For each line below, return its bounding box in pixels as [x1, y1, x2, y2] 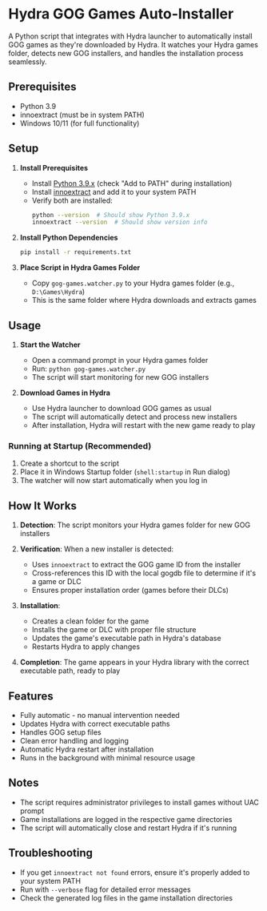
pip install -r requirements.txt [19, 248, 132, 256]
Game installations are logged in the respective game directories [19, 814, 233, 824]
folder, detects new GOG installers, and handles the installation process [8, 48, 244, 58]
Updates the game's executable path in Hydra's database [31, 634, 221, 643]
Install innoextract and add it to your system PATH [31, 187, 197, 196]
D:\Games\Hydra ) [31, 287, 86, 296]
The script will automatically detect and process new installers [31, 412, 237, 421]
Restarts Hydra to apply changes [31, 642, 141, 651]
